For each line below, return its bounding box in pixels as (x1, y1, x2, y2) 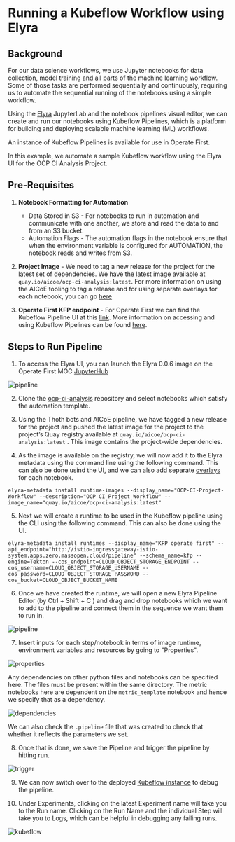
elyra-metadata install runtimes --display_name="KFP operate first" (8, 539, 215, 547)
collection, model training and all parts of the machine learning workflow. (8, 74, 218, 82)
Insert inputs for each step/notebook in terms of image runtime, (17, 638, 201, 647)
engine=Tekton (8, 558, 50, 565)
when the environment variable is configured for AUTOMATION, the (28, 241, 223, 249)
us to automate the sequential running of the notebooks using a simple (8, 89, 212, 97)
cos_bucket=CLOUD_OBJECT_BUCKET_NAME (8, 577, 118, 584)
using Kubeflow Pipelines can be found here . (17, 320, 148, 329)
